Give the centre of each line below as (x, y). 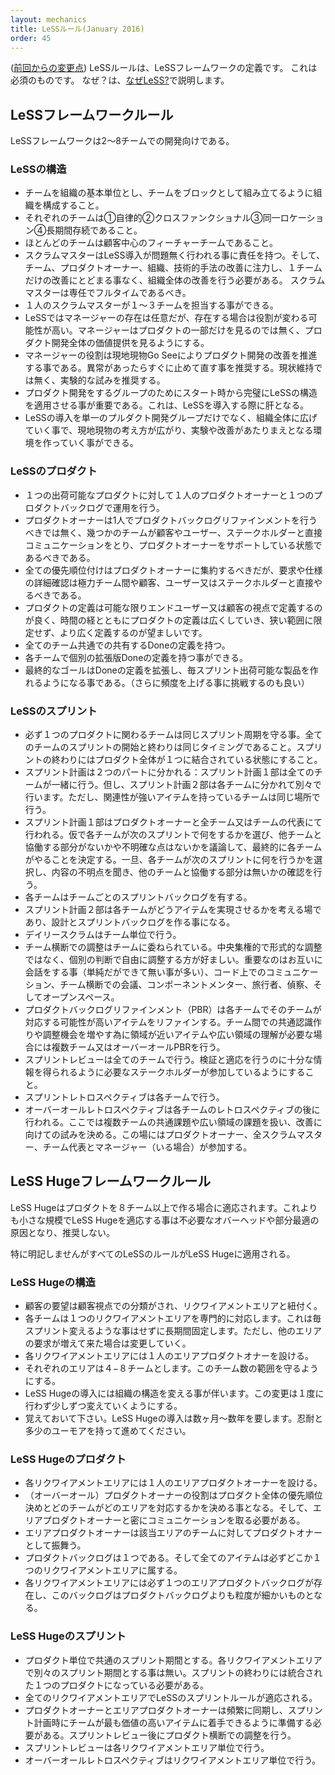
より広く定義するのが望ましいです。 (133, 632)
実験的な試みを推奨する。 (112, 380)
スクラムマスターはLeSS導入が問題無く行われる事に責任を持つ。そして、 (175, 255)
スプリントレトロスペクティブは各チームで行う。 (124, 1097)
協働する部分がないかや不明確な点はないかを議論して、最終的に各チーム (173, 847)
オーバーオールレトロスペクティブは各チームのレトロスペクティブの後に (172, 1110)
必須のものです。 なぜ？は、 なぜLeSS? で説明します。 (120, 80)
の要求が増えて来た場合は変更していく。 (108, 1343)
